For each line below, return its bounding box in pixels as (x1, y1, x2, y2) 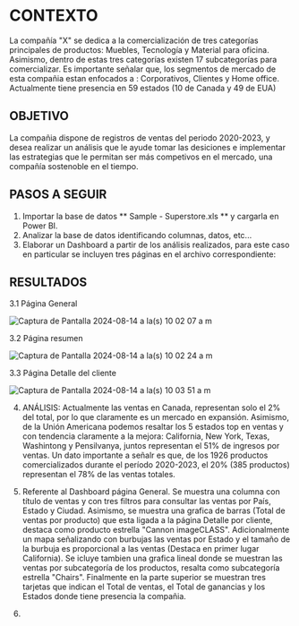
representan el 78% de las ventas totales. (21, 469, 176, 480)
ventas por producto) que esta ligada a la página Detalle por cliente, (21, 515, 273, 526)
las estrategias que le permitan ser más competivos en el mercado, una (9, 151, 273, 162)
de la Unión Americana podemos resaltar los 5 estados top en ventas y (21, 422, 284, 433)
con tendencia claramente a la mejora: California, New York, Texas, (21, 431, 270, 442)
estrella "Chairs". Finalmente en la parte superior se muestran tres (21, 572, 267, 583)
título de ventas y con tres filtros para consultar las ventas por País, (21, 496, 271, 507)
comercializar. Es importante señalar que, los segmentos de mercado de (9, 64, 277, 74)
